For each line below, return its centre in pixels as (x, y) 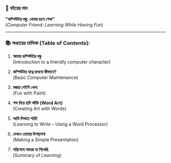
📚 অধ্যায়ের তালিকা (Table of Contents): (48, 43)
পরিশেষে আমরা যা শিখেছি (31, 149)
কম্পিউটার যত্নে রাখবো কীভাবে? (35, 72)
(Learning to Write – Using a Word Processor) (60, 124)
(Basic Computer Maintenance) (45, 77)
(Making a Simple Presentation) (46, 140)
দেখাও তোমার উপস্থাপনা (29, 134)
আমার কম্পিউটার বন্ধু (27, 56)
